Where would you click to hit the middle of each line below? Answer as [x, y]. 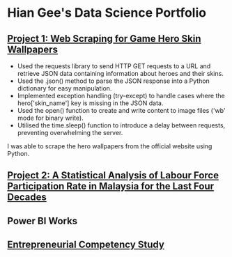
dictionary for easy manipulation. [64, 88]
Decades [27, 197]
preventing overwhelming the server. [70, 133]
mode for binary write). [50, 118]
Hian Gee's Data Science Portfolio [107, 13]
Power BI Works [42, 221]
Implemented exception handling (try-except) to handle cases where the [121, 96]
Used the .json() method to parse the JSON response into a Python [114, 81]
